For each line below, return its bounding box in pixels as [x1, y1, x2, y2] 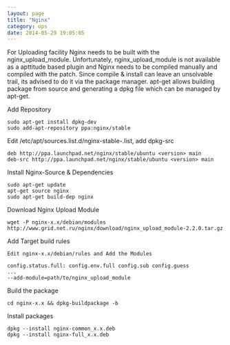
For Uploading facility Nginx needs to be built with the [7, 48, 160, 56]
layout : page [7, 10, 45, 17]
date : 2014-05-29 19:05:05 [7, 29, 85, 36]
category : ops [7, 23, 48, 30]
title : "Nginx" [7, 17, 51, 23]
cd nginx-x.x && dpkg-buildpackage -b [7, 300, 118, 307]
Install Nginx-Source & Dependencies [7, 168, 114, 176]
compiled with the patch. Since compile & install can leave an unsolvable [7, 70, 213, 79]
